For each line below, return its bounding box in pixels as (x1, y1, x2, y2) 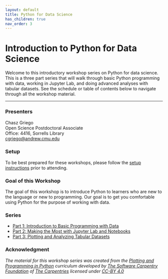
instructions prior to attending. (5, 165, 68, 171)
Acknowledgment (5, 246, 49, 253)
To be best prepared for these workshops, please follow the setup (5, 159, 141, 165)
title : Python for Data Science (5, 12, 72, 17)
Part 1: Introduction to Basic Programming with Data (12, 223, 119, 229)
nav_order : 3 (5, 21, 32, 26)
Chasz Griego (5, 120, 33, 126)
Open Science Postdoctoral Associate (5, 125, 83, 131)
